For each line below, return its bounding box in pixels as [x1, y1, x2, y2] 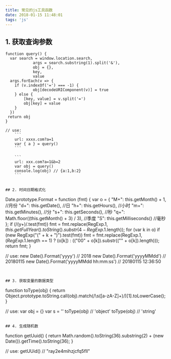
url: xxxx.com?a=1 [14, 137, 54, 142]
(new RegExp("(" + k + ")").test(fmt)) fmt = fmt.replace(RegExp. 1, [5, 232, 142, 238]
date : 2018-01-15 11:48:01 [5, 12, 63, 17]
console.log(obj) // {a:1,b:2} [14, 168, 81, 174]
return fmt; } [5, 243, 31, 249]
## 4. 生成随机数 [5, 324, 38, 329]
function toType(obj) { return [5, 288, 66, 294]
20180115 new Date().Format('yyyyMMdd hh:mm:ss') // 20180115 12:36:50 [5, 258, 161, 265]
